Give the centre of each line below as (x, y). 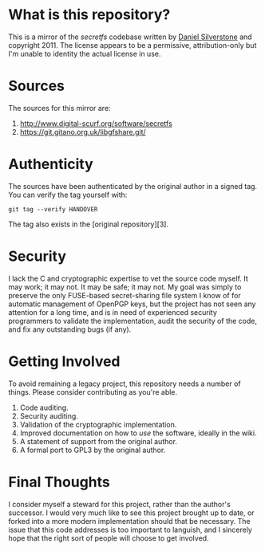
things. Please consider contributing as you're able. (93, 392)
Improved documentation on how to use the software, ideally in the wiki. (138, 433)
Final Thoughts (59, 482)
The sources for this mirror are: (59, 108)
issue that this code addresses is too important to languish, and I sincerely (131, 529)
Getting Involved (64, 361)
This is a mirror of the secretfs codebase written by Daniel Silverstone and (131, 37)
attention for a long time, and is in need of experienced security (113, 312)
